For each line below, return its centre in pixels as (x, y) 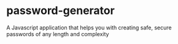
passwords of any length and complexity (58, 34)
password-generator (60, 11)
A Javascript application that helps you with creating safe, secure (89, 28)
